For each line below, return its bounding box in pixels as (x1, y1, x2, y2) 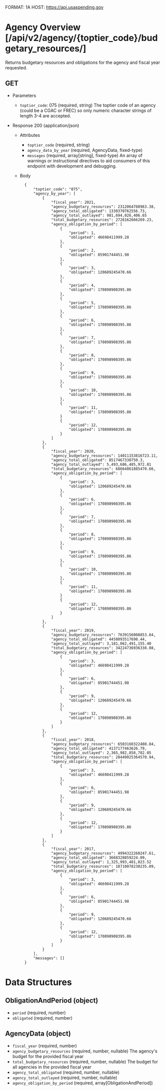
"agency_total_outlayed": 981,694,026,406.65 (51, 213, 147, 218)
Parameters (12, 92, 36, 98)
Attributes (19, 132, 40, 138)
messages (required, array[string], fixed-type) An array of (27, 152, 143, 158)
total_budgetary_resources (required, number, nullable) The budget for (12, 1059, 158, 1065)
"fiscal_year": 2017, (51, 846, 96, 851)
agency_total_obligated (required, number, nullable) (12, 1069, 120, 1075)
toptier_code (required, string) (27, 142, 90, 148)
